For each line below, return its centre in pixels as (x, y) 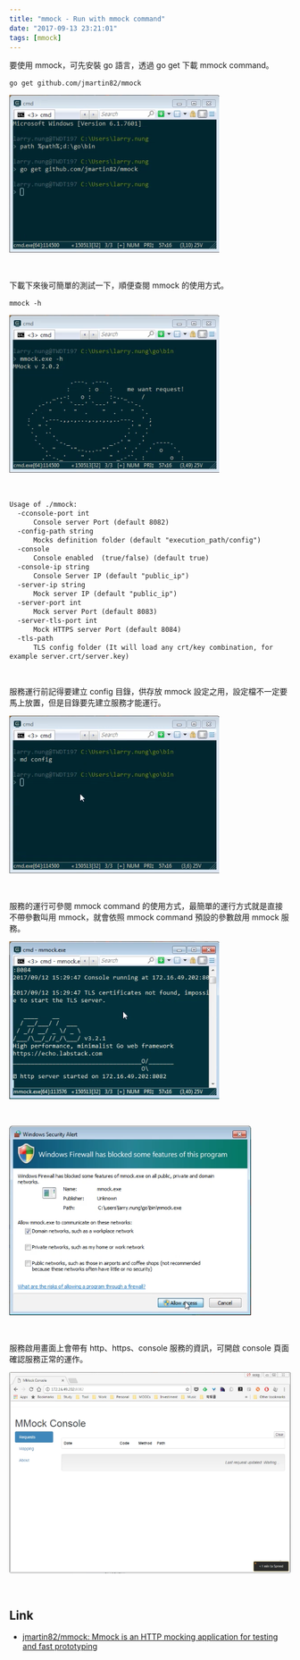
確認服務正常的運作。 (48, 1360)
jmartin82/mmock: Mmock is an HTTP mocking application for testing (150, 1637)
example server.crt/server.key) (69, 657)
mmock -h (25, 304)
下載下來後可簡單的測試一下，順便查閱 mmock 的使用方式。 (119, 285)
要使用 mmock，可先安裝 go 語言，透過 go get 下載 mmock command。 (142, 65)
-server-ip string (52, 586)
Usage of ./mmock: (43, 505)
